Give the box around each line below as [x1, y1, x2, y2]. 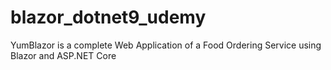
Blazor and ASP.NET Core [10, 49, 117, 61]
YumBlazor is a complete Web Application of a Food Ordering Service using [10, 39, 322, 51]
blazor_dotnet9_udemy [10, 6, 207, 29]
